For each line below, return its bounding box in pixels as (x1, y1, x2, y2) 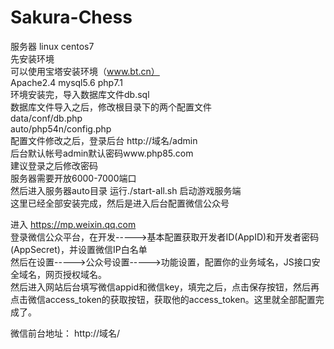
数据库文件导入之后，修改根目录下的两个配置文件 (10, 101, 212, 113)
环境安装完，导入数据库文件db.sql (10, 88, 150, 100)
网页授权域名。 (44, 268, 107, 280)
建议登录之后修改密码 (10, 159, 98, 171)
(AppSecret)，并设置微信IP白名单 (10, 243, 148, 255)
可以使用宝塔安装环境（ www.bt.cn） (10, 65, 160, 77)
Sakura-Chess (10, 6, 133, 29)
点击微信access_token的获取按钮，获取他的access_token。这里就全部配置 (10, 293, 316, 305)
